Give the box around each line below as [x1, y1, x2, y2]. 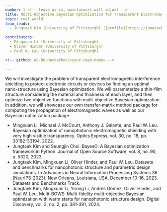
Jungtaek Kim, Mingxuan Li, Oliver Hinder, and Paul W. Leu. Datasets [12, 159, 153, 165]
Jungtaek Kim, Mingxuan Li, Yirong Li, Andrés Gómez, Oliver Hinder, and [12, 185, 161, 191]
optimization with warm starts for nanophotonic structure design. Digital [12, 196, 160, 202]
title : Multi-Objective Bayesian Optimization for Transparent [5, 12, 139, 17]
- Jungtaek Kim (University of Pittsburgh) [9, 26, 101, 31]
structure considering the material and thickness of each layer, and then [5, 91, 153, 97]
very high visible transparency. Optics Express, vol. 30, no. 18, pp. [12, 133, 148, 139]
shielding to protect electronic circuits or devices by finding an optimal [5, 80, 150, 87]
